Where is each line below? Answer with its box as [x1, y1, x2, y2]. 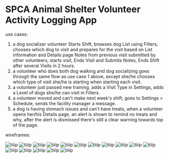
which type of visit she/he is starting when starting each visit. [12, 79, 142, 85]
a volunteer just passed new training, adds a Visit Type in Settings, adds [12, 84, 164, 90]
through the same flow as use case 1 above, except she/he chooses [12, 73, 155, 79]
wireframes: [5, 132, 31, 138]
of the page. [12, 122, 39, 128]
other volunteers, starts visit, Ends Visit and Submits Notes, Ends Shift [12, 57, 159, 63]
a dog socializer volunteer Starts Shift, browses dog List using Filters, [12, 41, 158, 47]
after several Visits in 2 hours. [12, 62, 75, 69]
